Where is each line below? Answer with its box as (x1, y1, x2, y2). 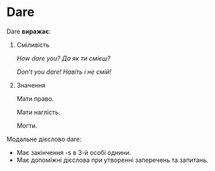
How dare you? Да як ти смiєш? (16, 54, 111, 63)
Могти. (16, 121, 38, 129)
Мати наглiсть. (16, 108, 61, 116)
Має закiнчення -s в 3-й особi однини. (16, 148, 132, 156)
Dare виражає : (6, 27, 51, 35)
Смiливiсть (16, 40, 50, 49)
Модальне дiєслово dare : (6, 135, 82, 143)
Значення (16, 81, 46, 89)
